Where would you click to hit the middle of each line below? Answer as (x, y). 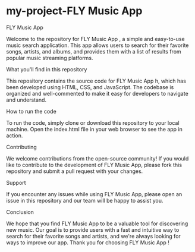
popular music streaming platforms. (50, 58)
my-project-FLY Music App (74, 11)
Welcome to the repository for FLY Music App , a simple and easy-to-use (96, 39)
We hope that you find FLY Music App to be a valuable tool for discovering (97, 223)
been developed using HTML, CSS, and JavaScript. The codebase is (90, 87)
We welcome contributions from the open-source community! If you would (97, 158)
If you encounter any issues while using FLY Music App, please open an (94, 194)
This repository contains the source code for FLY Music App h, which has (96, 81)
